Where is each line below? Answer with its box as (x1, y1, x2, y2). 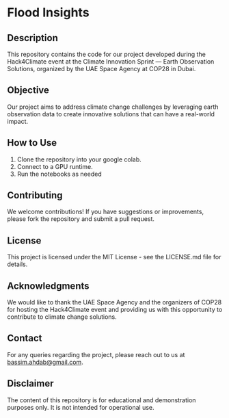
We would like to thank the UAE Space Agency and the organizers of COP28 (7, 298, 222, 306)
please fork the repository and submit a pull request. (7, 215, 155, 223)
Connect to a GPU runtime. (16, 162, 94, 170)
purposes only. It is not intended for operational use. (7, 403, 155, 411)
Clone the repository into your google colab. (16, 155, 142, 164)
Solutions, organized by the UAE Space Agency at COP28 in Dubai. (7, 65, 196, 73)
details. (7, 260, 28, 268)
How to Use (7, 137, 57, 148)
